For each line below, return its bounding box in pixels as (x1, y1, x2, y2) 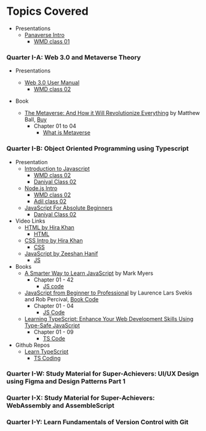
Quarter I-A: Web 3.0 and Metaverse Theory (6, 53, 141, 61)
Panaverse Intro (24, 31, 65, 38)
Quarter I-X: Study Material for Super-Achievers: (6, 393, 155, 402)
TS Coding (33, 354, 61, 362)
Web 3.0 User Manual (24, 79, 80, 87)
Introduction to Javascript (24, 165, 90, 172)
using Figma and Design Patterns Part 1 (6, 377, 126, 386)
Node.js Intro (24, 184, 58, 192)
